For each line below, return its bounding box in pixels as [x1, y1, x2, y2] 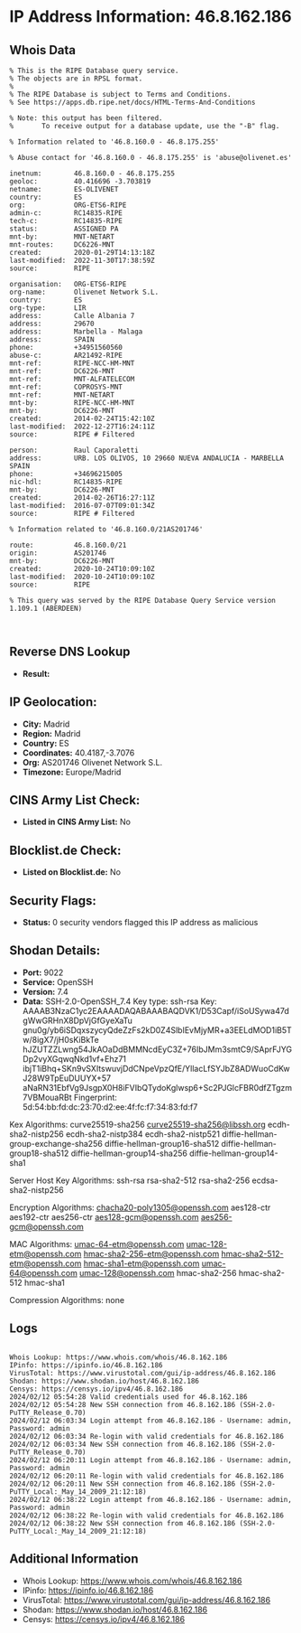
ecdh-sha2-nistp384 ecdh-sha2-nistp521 [66, 1128, 221, 1140]
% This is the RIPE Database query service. [9, 66, 179, 75]
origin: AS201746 [9, 549, 106, 558]
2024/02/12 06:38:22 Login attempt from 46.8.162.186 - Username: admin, [9, 1495, 293, 1504]
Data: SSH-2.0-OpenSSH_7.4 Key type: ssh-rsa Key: [22, 996, 218, 1007]
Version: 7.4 [22, 986, 69, 997]
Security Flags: [9, 893, 97, 908]
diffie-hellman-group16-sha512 [105, 1138, 220, 1149]
